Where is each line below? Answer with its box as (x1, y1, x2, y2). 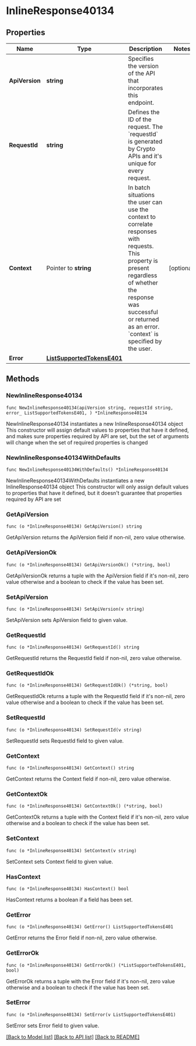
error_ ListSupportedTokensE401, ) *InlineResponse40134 (6, 410, 148, 416)
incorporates (128, 84, 163, 92)
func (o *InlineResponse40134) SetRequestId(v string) (6, 727, 142, 733)
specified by (128, 337, 162, 345)
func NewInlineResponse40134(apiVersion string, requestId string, (6, 405, 174, 411)
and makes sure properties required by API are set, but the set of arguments (6, 432, 189, 440)
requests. (128, 242, 154, 250)
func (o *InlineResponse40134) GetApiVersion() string (6, 524, 142, 529)
